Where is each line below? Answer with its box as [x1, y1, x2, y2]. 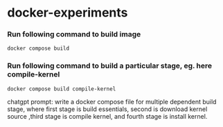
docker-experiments [7, 5, 128, 21]
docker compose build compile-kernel [7, 85, 116, 92]
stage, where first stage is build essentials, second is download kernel [7, 105, 208, 113]
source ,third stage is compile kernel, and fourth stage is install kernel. [7, 112, 208, 120]
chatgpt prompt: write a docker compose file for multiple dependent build [7, 97, 217, 106]
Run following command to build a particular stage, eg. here [7, 61, 213, 70]
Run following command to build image [7, 30, 141, 39]
